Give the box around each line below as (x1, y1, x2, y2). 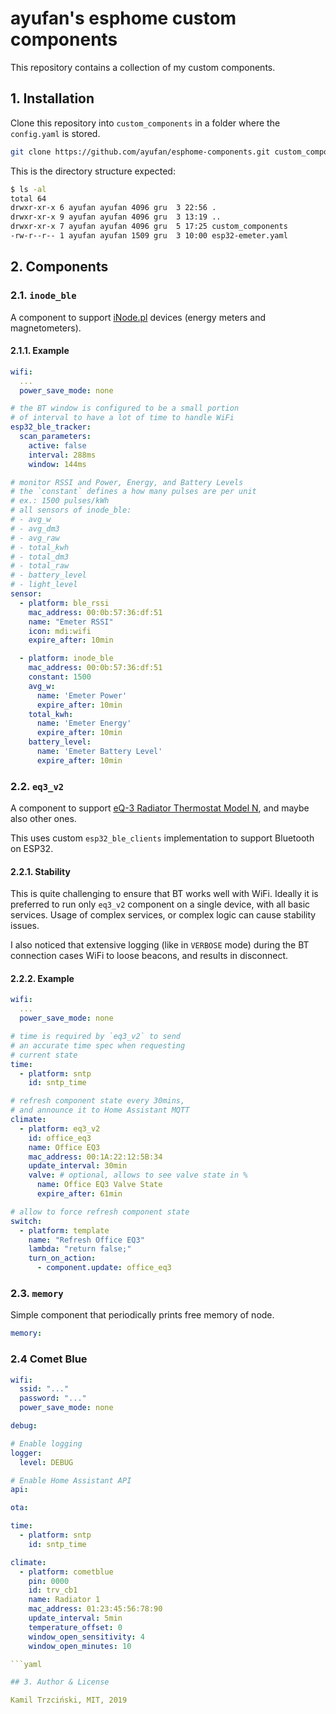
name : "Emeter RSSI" (28, 617, 114, 627)
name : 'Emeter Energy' (36, 718, 132, 729)
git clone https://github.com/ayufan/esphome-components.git (10, 147, 271, 157)
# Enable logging (10, 1438, 83, 1449)
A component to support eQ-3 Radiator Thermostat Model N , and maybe (10, 802, 310, 814)
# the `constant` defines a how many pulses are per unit (10, 487, 257, 497)
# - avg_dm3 (10, 523, 60, 534)
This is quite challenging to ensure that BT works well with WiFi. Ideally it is (10, 888, 319, 900)
